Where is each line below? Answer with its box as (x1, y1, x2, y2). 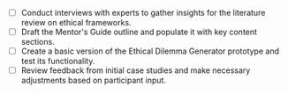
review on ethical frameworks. (20, 18, 132, 28)
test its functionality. (20, 56, 95, 67)
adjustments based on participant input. (20, 75, 167, 86)
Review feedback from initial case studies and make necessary (20, 65, 251, 76)
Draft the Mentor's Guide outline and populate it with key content (20, 26, 258, 38)
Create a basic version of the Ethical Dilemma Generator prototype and (20, 46, 280, 56)
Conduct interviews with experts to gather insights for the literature (20, 8, 266, 18)
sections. (20, 37, 55, 47)
